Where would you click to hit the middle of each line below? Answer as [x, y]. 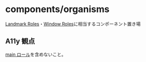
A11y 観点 [20, 41]
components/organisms [57, 9]
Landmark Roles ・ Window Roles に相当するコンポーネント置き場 [73, 24]
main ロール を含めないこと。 [36, 54]
